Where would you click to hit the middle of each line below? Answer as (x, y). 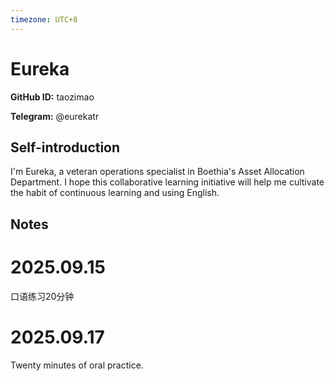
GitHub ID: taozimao (52, 97)
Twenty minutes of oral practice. (77, 365)
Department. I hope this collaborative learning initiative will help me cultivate (167, 182)
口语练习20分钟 (42, 296)
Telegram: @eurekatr (55, 116)
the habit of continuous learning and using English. (115, 193)
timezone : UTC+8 (44, 19)
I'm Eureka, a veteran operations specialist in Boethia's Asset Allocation (157, 172)
